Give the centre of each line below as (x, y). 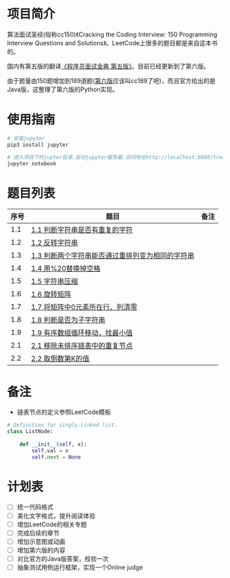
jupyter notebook (32, 163)
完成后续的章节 (38, 533)
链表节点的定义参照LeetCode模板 (64, 412)
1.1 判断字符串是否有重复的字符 (82, 230)
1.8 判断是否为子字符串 (68, 320)
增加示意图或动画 (41, 541)
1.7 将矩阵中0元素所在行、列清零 (84, 308)
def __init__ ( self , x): (53, 444)
